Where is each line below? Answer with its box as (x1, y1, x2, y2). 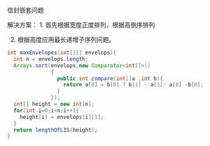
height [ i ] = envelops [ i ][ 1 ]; (19, 113, 104, 120)
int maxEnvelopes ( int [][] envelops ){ (7, 49, 117, 56)
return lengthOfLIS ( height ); (13, 127, 98, 134)
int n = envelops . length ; (13, 55, 89, 62)
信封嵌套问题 (7, 6, 44, 14)
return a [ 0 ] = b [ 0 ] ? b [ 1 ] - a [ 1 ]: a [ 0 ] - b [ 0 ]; (63, 82, 204, 89)
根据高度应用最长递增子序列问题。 (17, 35, 115, 44)
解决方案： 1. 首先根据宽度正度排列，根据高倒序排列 (7, 21, 155, 29)
